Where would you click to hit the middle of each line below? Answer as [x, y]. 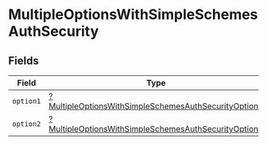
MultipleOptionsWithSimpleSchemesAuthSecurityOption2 [156, 129]
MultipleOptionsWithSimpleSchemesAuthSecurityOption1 [156, 106]
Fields [24, 61]
